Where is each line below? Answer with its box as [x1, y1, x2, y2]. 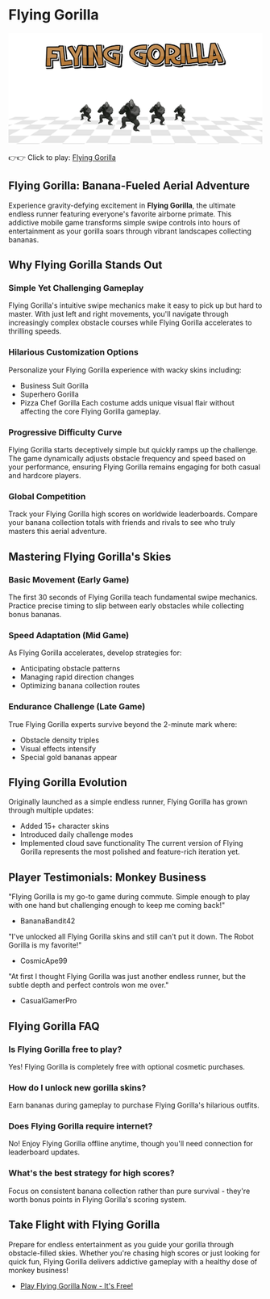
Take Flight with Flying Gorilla [8, 1218, 160, 1232]
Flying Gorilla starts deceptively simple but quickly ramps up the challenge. [8, 444, 258, 454]
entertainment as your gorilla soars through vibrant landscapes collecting [8, 226, 252, 236]
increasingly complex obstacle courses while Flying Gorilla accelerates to [8, 317, 252, 328]
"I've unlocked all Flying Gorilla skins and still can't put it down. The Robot [8, 931, 254, 942]
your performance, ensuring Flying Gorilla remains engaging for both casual [8, 462, 260, 472]
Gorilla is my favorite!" [8, 940, 82, 950]
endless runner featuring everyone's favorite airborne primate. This [8, 208, 232, 219]
